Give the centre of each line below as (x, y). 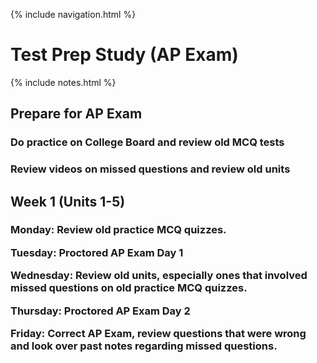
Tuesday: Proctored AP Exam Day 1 (97, 252)
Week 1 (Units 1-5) (68, 201)
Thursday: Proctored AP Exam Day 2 (100, 311)
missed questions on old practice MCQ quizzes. (129, 288)
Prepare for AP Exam (76, 114)
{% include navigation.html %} (73, 14)
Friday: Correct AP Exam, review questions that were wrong (158, 333)
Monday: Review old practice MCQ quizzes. (118, 230)
